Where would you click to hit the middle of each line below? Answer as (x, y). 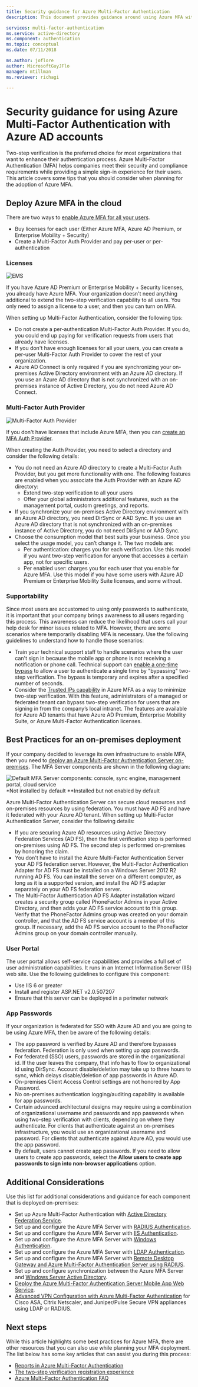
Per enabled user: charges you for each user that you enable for (101, 568)
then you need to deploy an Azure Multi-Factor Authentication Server (90, 760)
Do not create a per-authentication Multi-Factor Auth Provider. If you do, (102, 329)
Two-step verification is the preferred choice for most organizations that (94, 153)
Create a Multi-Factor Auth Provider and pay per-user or (83, 242)
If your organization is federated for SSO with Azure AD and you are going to (99, 1026)
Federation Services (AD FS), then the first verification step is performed (103, 839)
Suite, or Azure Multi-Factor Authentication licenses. (78, 721)
